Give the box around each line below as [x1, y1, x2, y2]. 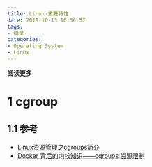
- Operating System [7, 42, 64, 49]
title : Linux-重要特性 [7, 10, 69, 17]
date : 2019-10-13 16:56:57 [7, 17, 86, 24]
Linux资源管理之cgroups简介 [17, 143, 100, 151]
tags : [7, 23, 23, 30]
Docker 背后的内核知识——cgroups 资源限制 [17, 151, 145, 160]
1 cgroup [7, 94, 58, 110]
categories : [7, 36, 42, 43]
